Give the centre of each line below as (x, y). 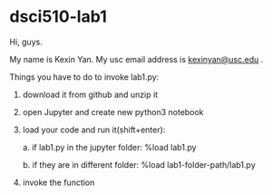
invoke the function (58, 182)
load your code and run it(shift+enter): (94, 130)
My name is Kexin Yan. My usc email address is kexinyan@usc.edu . (136, 59)
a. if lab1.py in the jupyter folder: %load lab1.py (109, 147)
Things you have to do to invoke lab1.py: (84, 77)
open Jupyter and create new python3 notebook (113, 112)
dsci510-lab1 (58, 17)
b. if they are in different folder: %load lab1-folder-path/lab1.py (139, 164)
